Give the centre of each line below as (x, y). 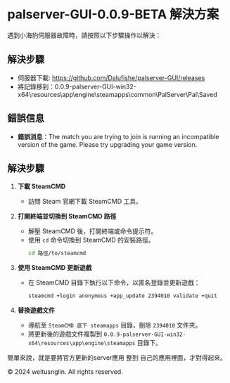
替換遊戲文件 (36, 311)
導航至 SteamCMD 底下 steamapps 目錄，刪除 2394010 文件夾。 (115, 325)
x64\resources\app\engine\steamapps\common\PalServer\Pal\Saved (117, 94)
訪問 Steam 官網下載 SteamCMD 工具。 (85, 202)
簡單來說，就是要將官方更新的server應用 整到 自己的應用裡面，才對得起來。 (117, 358)
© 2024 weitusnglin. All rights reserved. (65, 372)
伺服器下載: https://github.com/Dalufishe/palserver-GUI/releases (111, 77)
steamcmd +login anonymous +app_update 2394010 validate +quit (123, 296)
